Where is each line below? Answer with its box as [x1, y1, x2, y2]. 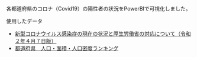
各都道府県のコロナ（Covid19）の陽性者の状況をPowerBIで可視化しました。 [6, 5, 191, 12]
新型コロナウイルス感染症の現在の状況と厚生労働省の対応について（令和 [14, 30, 191, 37]
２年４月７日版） [14, 38, 57, 44]
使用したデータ [6, 18, 43, 25]
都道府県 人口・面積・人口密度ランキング [14, 45, 119, 52]
